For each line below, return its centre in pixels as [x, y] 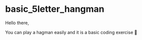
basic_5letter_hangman [55, 9]
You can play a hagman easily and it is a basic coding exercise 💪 [71, 32]
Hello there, [17, 23]
